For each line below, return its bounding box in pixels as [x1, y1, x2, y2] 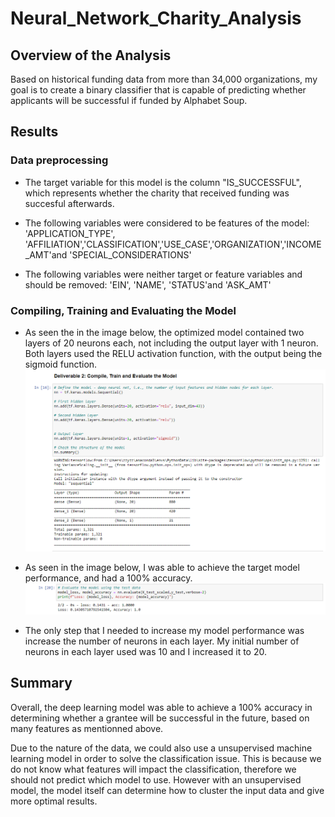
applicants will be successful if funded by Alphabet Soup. [10, 95, 248, 106]
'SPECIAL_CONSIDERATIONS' [69, 248, 192, 261]
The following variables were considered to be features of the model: [24, 217, 310, 229]
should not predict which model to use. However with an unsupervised [10, 773, 302, 786]
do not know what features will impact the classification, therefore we [10, 763, 297, 775]
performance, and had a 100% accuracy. [24, 572, 193, 584]
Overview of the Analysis [10, 47, 172, 64]
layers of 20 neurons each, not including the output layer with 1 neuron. [24, 337, 319, 349]
